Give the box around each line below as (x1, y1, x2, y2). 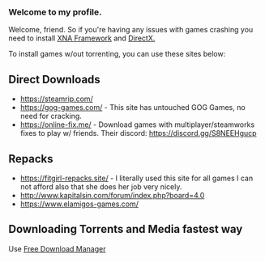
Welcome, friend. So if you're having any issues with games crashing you (8, 25, 254, 35)
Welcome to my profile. (8, 6, 102, 18)
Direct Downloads (8, 72, 101, 87)
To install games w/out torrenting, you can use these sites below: (8, 49, 226, 59)
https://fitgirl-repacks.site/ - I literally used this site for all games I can (19, 173, 254, 183)
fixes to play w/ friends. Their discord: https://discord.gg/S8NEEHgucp (19, 129, 257, 138)
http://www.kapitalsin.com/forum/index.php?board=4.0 (19, 190, 205, 200)
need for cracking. (19, 112, 83, 121)
